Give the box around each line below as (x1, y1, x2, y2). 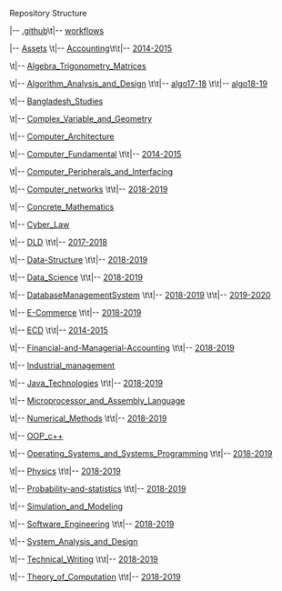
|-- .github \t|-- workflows (9, 25, 105, 35)
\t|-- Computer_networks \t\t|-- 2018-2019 (9, 184, 168, 195)
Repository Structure (9, 8, 88, 18)
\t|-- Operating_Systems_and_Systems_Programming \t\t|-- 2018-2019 (9, 448, 273, 458)
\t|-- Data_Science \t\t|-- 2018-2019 (9, 272, 144, 283)
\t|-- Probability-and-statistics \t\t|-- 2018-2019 (9, 484, 186, 494)
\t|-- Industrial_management (9, 360, 116, 371)
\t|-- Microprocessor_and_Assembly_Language (9, 396, 186, 406)
